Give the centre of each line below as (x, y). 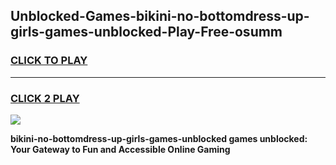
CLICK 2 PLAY (45, 98)
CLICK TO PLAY (49, 61)
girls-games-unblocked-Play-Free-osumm (146, 32)
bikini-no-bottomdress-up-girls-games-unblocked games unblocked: (159, 138)
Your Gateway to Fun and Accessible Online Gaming (120, 149)
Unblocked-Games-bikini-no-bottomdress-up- (160, 16)
